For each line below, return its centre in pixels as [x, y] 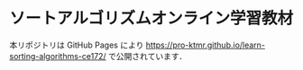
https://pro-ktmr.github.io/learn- [206, 45]
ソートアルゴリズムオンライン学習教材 [151, 18]
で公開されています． [147, 56]
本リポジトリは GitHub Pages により [77, 45]
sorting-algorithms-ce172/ [58, 56]
